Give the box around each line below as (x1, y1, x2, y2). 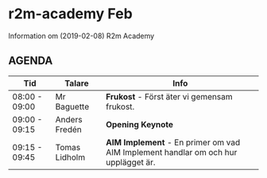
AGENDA (8, 54, 53, 68)
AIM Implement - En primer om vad (106, 137, 241, 148)
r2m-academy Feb (8, 5, 133, 23)
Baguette (55, 101, 90, 112)
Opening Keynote (106, 118, 173, 130)
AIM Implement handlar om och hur (106, 146, 238, 157)
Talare (64, 77, 89, 88)
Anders (55, 114, 83, 125)
